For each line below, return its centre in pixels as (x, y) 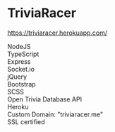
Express (19, 61)
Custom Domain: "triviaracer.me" (55, 114)
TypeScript (23, 54)
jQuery (17, 77)
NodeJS (19, 46)
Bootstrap (22, 84)
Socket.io (21, 69)
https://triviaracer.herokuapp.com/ (57, 33)
